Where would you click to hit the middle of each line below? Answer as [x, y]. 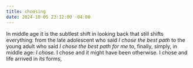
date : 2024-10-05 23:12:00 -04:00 [49, 17]
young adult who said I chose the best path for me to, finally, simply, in [92, 46]
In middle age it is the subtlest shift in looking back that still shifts [85, 33]
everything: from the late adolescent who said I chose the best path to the [96, 40]
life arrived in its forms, [34, 59]
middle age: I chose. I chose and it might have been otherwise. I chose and [97, 52]
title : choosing [26, 11]
